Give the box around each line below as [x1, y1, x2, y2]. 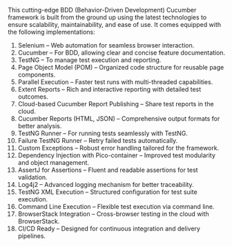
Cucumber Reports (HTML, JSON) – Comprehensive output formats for [17, 115, 220, 123]
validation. [17, 173, 48, 181]
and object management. [17, 159, 89, 166]
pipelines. [17, 232, 46, 240]
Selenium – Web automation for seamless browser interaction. [17, 41, 195, 49]
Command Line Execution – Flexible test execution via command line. [17, 203, 215, 210]
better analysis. [17, 122, 62, 130]
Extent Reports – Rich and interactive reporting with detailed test [17, 86, 202, 93]
